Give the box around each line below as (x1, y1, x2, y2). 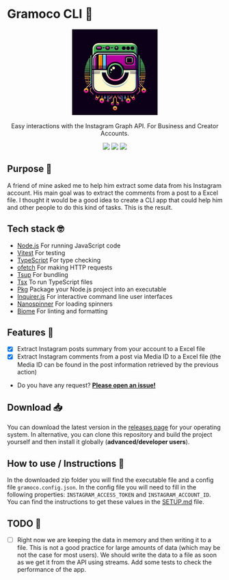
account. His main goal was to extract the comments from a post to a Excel (7, 189, 219, 197)
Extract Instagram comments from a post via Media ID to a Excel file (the (16, 352, 221, 361)
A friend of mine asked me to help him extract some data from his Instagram (7, 181, 222, 189)
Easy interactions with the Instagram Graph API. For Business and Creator (11, 121, 219, 130)
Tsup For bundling (16, 270, 68, 278)
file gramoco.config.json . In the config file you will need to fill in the (7, 483, 197, 492)
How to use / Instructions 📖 (7, 457, 125, 469)
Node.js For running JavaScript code (16, 241, 121, 250)
